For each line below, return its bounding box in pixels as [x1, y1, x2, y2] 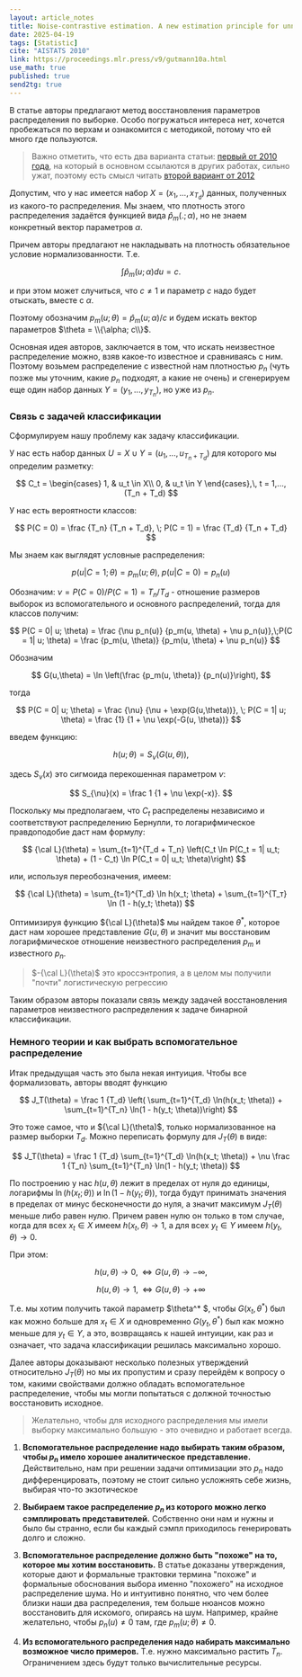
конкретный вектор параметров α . [9, 221, 144, 232]
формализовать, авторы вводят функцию [9, 1076, 168, 1088]
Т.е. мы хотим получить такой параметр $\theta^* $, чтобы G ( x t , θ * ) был [9, 1301, 286, 1316]
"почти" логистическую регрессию [31, 977, 168, 987]
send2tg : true [9, 80, 63, 89]
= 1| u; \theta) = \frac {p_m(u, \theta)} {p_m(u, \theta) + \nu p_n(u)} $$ [22, 635, 280, 646]
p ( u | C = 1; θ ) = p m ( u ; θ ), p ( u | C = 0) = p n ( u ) [71, 567, 231, 580]
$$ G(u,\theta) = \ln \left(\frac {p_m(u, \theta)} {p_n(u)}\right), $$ [31, 669, 271, 680]
